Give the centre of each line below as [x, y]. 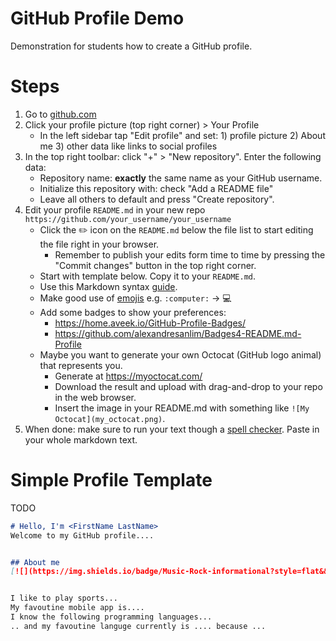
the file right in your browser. [99, 244]
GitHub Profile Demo [97, 18]
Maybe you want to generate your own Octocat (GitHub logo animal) [180, 354]
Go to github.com [60, 114]
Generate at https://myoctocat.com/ [128, 376]
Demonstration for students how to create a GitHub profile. [131, 46]
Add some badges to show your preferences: [133, 312]
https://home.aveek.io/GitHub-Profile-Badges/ [150, 323]
